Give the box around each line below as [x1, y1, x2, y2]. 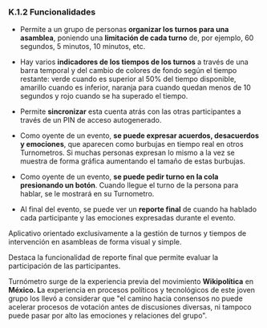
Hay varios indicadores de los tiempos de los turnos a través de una [19, 57, 249, 67]
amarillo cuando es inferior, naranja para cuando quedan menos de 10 [19, 83, 251, 92]
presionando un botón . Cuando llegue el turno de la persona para [19, 180, 239, 190]
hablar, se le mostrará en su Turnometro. [19, 189, 155, 199]
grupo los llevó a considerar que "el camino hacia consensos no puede [8, 294, 243, 303]
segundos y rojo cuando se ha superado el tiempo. [19, 91, 188, 101]
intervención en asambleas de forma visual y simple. [8, 237, 182, 247]
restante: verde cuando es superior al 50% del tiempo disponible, [19, 75, 237, 84]
